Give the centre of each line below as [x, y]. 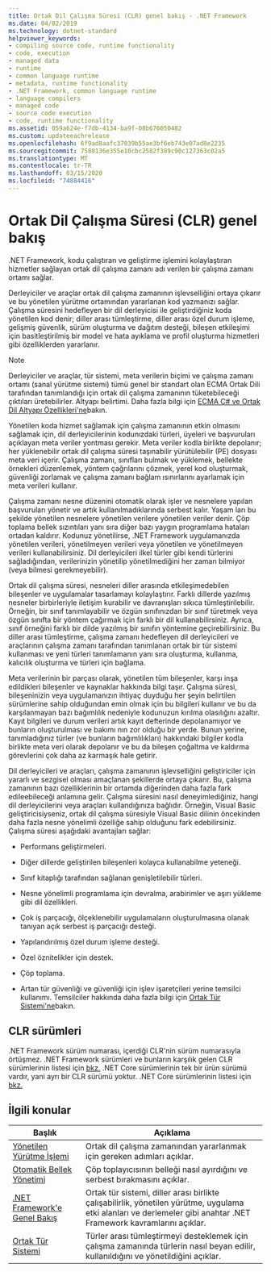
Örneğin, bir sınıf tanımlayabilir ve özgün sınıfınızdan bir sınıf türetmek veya [133, 611]
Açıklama [172, 1132]
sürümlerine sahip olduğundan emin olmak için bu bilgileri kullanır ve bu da [132, 703]
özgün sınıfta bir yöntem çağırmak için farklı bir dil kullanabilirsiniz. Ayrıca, [131, 619]
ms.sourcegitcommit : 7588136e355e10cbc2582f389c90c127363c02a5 [117, 151]
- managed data [34, 61]
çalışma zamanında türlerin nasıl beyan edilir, [170, 1246]
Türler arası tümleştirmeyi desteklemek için [167, 1237]
